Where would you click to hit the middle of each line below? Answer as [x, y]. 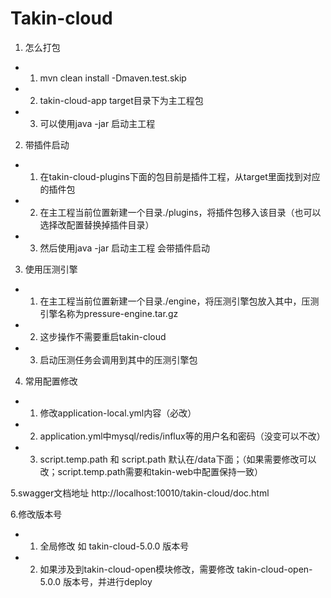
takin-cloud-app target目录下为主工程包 [121, 100]
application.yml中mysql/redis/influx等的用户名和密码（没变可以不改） [182, 436]
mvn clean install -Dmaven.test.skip [113, 78]
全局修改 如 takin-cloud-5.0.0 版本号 [114, 546]
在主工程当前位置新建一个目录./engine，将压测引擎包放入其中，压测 [179, 301]
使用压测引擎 [51, 269]
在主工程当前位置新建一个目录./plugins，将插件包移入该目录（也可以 [180, 212]
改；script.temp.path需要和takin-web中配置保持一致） [151, 471]
